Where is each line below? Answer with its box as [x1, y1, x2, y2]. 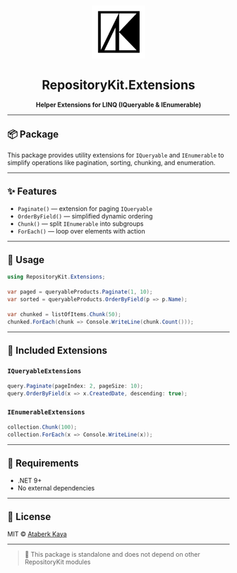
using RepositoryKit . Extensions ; [7, 274, 106, 281]
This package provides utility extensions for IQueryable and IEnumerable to [7, 151, 224, 159]
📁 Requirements [7, 458, 79, 470]
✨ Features [7, 185, 57, 197]
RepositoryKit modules [24, 557, 91, 566]
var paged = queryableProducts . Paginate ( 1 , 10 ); [7, 289, 153, 296]
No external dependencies [17, 483, 95, 492]
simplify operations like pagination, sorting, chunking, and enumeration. [7, 158, 216, 167]
